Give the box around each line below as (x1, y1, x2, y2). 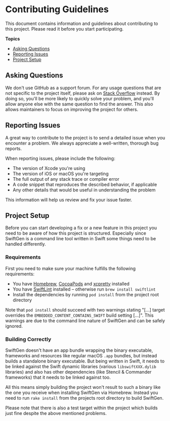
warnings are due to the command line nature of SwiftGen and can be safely (5, 317, 165, 324)
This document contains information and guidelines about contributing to (5, 20, 158, 26)
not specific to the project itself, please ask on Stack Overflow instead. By (5, 90, 160, 96)
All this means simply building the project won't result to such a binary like (5, 384, 161, 390)
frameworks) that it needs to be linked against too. (5, 374, 111, 380)
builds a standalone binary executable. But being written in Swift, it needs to (5, 358, 165, 364)
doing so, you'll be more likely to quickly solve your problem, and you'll (5, 95, 154, 101)
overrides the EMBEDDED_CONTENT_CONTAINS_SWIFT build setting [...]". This (5, 312, 154, 318)
